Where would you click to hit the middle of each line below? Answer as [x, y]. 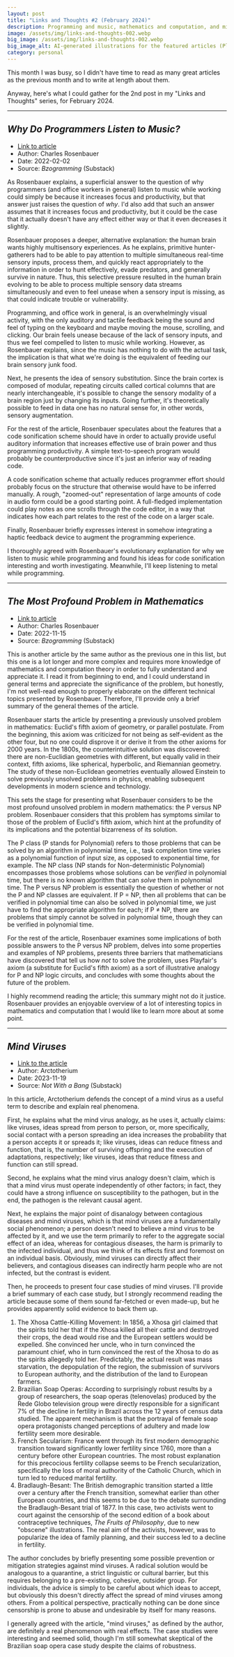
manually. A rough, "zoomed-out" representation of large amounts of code [114, 494]
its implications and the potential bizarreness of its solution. [92, 829]
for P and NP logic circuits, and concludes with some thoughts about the [111, 975]
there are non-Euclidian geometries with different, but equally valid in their [114, 756]
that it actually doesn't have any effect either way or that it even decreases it [117, 219]
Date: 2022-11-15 [42, 633]
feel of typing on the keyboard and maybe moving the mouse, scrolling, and [116, 327]
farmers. [30, 1381]
